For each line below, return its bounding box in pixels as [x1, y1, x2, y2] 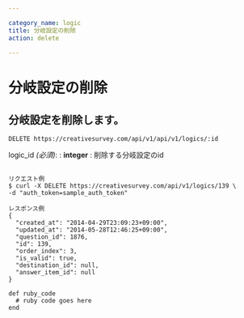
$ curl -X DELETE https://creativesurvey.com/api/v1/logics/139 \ [8, 182, 237, 190]
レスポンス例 [8, 205, 45, 213]
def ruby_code [8, 290, 57, 298]
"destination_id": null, [15, 261, 99, 269]
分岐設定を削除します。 [8, 112, 124, 126]
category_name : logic [8, 19, 82, 27]
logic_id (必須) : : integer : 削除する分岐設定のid [8, 151, 164, 160]
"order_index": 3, [15, 248, 78, 256]
